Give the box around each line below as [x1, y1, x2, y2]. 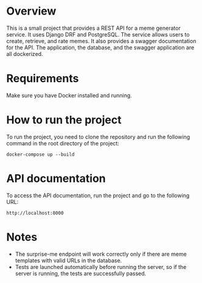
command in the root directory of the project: [6, 139, 120, 147]
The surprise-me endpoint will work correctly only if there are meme [15, 250, 187, 257]
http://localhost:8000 [6, 210, 64, 216]
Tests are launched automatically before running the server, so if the [15, 263, 187, 270]
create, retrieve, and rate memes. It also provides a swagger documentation [6, 37, 197, 44]
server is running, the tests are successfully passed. [15, 270, 147, 277]
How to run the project [6, 113, 122, 127]
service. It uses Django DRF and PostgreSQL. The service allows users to [6, 30, 190, 38]
